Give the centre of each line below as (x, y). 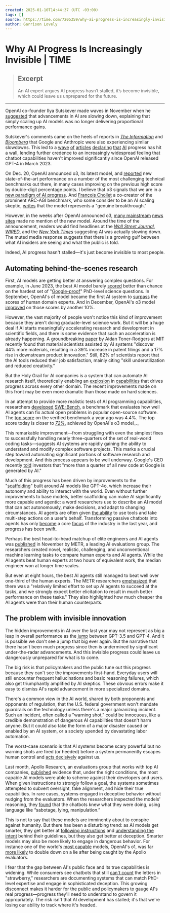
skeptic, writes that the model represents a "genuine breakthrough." (76, 206)
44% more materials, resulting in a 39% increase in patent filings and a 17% (84, 350)
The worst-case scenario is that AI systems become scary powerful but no (83, 746)
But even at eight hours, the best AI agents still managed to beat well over (82, 575)
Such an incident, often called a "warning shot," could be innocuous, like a (83, 715)
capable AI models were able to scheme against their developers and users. (84, 777)
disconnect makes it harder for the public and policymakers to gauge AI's (81, 889)
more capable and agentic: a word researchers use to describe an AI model (84, 502)
